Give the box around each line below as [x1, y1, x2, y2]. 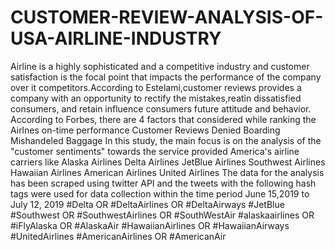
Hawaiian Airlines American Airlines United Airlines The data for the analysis [10, 166, 325, 178]
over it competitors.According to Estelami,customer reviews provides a [10, 81, 302, 93]
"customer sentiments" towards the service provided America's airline [10, 145, 300, 157]
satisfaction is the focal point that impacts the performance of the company [10, 71, 322, 83]
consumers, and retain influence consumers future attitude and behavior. [10, 102, 312, 115]
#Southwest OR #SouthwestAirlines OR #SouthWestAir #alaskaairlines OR [10, 209, 315, 221]
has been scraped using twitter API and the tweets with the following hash [10, 177, 317, 189]
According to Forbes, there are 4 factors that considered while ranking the [10, 113, 317, 125]
